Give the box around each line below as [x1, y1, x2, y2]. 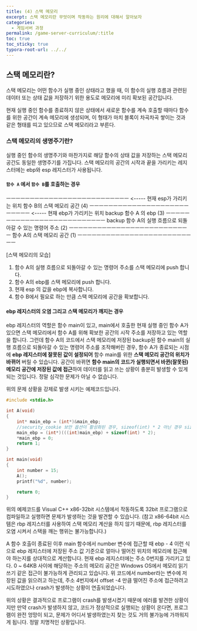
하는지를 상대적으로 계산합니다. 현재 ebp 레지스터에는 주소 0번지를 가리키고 [12, 555, 185, 562]
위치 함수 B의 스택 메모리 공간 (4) [12, 202, 89, 209]
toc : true [6, 36, 30, 42]
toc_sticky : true [6, 42, 49, 48]
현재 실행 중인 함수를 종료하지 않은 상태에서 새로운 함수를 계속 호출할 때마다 [6, 106, 178, 113]
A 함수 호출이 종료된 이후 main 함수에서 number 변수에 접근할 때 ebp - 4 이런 [6, 540, 184, 547]
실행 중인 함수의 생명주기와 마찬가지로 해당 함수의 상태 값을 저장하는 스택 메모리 [6, 151, 188, 158]
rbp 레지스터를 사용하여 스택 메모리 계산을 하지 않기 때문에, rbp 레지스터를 [16, 520, 186, 528]
